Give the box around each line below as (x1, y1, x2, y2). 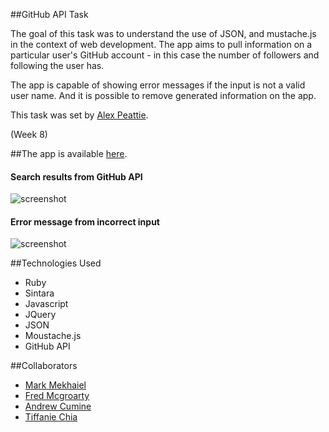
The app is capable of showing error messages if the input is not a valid (10, 79, 306, 91)
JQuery (24, 309, 57, 321)
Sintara (24, 287, 55, 299)
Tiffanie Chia (24, 411, 78, 423)
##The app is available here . (10, 148, 128, 159)
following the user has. (10, 60, 105, 71)
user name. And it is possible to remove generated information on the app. (10, 90, 317, 101)
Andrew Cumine (24, 400, 92, 413)
